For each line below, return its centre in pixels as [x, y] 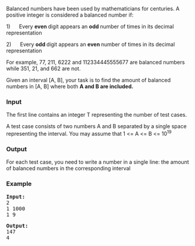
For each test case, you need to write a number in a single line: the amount [97, 162]
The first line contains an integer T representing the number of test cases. [97, 115]
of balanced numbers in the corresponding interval [68, 169]
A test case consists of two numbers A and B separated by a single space [97, 126]
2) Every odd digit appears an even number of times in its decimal [91, 44]
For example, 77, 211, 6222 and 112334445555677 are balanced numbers [96, 62]
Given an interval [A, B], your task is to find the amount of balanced [89, 80]
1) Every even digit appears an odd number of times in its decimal [90, 27]
